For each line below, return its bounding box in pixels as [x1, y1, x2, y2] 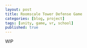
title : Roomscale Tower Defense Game [5, 12, 83, 16]
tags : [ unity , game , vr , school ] [5, 20, 74, 26]
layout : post [5, 7, 32, 12]
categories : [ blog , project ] [5, 16, 65, 21]
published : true [5, 25, 38, 30]
